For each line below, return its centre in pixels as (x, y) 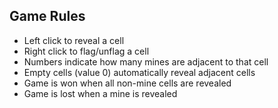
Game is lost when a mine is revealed (100, 93)
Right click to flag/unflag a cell (86, 51)
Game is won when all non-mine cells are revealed (127, 83)
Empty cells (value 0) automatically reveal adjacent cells (139, 72)
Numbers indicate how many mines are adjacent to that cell (146, 61)
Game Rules (47, 16)
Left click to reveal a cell (74, 40)
